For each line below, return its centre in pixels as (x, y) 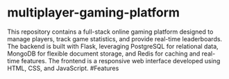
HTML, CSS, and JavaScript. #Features (63, 68)
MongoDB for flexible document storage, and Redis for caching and (104, 54)
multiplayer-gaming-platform (94, 13)
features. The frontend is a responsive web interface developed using (121, 60)
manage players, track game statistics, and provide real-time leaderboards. (115, 38)
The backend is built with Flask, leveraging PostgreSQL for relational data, (113, 46)
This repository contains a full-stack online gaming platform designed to (110, 32)
